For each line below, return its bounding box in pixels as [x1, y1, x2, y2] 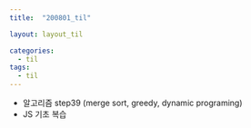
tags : [9, 63, 30, 73]
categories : [9, 46, 55, 55]
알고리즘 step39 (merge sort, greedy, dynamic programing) [22, 97, 243, 108]
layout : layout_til [9, 29, 84, 39]
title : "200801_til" [9, 13, 92, 23]
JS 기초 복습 [22, 109, 67, 119]
